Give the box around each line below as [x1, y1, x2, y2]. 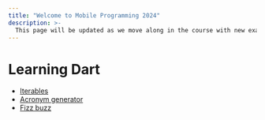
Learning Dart [8, 60, 101, 78]
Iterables [19, 86, 49, 96]
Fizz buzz [19, 103, 52, 113]
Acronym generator [19, 95, 84, 104]
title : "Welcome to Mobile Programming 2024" [8, 11, 160, 20]
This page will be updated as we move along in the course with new [15, 26, 245, 34]
